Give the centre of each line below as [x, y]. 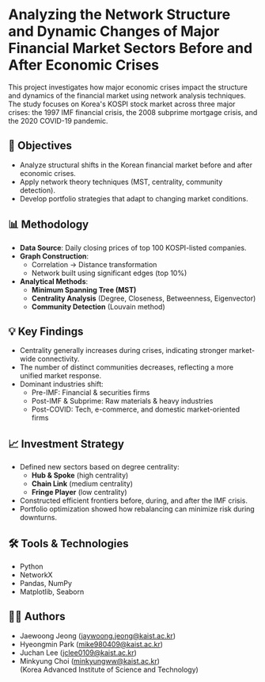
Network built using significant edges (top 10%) [109, 273]
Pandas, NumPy [46, 583]
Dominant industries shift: [62, 384]
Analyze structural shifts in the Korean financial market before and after [136, 165]
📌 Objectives [40, 146]
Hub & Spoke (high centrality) [80, 475]
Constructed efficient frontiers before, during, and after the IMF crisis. [133, 500]
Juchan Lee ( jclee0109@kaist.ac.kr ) [78, 653]
